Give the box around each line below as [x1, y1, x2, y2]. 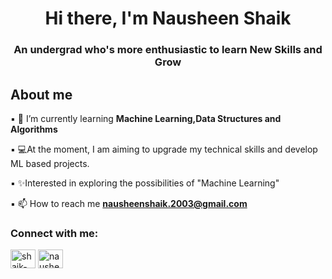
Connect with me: [10, 226, 99, 240]
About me [10, 86, 73, 103]
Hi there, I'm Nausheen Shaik [44, 7, 292, 30]
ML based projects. [10, 157, 90, 169]
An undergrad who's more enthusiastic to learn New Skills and [13, 43, 323, 57]
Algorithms [10, 123, 58, 135]
